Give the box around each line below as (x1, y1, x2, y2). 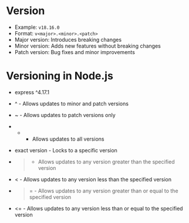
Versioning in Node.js (6, 69, 113, 83)
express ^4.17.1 (14, 88, 50, 95)
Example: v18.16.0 (14, 24, 60, 31)
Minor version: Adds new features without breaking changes (14, 42, 161, 49)
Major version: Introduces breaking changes (14, 36, 122, 43)
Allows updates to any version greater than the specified (38, 158, 175, 165)
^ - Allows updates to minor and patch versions (14, 100, 129, 107)
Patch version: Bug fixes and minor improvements (14, 48, 135, 55)
